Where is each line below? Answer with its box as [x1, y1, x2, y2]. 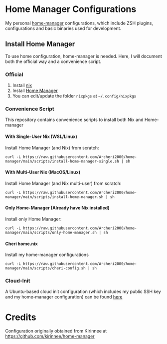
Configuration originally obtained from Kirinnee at [5, 328, 107, 334]
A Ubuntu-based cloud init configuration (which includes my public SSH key [5, 288, 161, 294]
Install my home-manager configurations [5, 251, 89, 258]
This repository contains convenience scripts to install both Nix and [5, 116, 144, 123]
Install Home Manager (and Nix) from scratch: [5, 144, 99, 150]
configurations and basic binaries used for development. [5, 25, 122, 31]
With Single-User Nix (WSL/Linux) [5, 133, 77, 139]
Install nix [12, 82, 32, 88]
